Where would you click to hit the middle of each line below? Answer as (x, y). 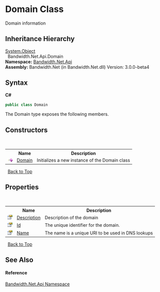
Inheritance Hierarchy (40, 39)
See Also (19, 260)
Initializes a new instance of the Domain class (83, 160)
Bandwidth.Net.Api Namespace (37, 284)
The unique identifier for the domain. (82, 225)
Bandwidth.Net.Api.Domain (35, 56)
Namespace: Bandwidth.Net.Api (39, 62)
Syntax (16, 83)
